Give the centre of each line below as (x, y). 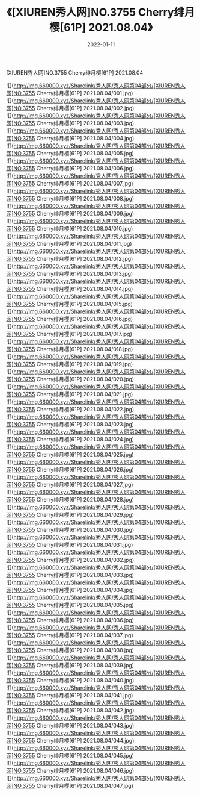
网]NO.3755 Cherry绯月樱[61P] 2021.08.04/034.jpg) (70, 590)
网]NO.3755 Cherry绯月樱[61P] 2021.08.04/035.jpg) (70, 605)
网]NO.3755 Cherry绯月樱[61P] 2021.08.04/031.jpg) (70, 544)
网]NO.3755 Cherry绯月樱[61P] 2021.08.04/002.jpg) (70, 108)
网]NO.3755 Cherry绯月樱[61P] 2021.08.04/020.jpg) (70, 379)
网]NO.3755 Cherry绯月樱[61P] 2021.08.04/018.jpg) (70, 349)
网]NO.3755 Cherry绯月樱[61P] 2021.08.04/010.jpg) (70, 228)
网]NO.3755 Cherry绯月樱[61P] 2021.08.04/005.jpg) (70, 153)
